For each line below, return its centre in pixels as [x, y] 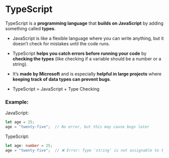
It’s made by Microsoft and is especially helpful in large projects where [87, 73]
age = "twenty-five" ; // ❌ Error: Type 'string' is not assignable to [82, 150]
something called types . [30, 28]
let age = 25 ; [20, 122]
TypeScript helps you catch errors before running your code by [79, 53]
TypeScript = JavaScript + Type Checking [56, 89]
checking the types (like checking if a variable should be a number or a [87, 58]
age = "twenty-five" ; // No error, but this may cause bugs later [77, 127]
